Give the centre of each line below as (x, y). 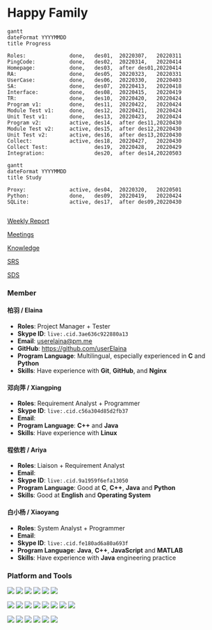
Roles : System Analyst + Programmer (71, 528)
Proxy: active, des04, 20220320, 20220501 (95, 189)
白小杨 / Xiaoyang (33, 512)
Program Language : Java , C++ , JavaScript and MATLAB (100, 550)
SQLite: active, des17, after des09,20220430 (95, 202)
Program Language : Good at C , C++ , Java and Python (96, 488)
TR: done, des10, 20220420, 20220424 (95, 98)
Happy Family (48, 13)
